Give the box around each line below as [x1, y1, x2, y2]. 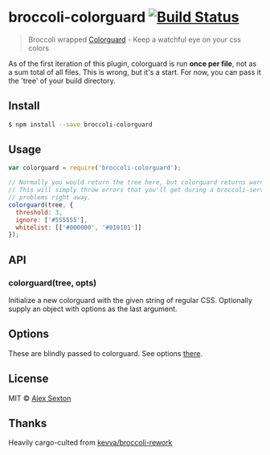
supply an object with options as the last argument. [8, 304, 178, 314]
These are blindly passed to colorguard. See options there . [8, 348, 203, 358]
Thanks [8, 416, 47, 430]
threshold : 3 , [15, 208, 63, 216]
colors [27, 43, 50, 52]
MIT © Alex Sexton [8, 393, 72, 403]
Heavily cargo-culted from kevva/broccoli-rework [8, 438, 173, 448]
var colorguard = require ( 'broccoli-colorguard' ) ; [8, 164, 182, 172]
